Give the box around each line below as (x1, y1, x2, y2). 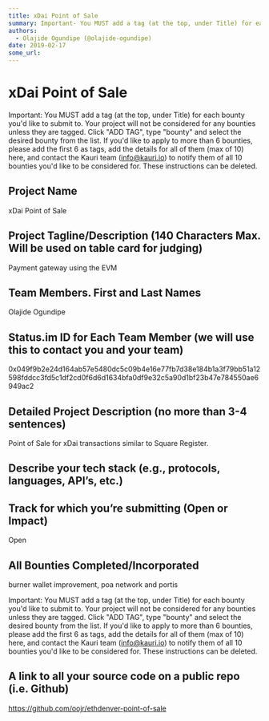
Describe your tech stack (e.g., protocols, (8, 462, 220, 476)
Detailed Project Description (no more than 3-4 (8, 404, 247, 418)
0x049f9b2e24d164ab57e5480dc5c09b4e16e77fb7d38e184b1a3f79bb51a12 (8, 364, 261, 374)
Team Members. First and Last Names (8, 286, 202, 299)
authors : (8, 26, 38, 34)
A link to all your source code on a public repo (8, 670, 240, 683)
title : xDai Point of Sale (8, 11, 98, 20)
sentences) (8, 417, 66, 431)
